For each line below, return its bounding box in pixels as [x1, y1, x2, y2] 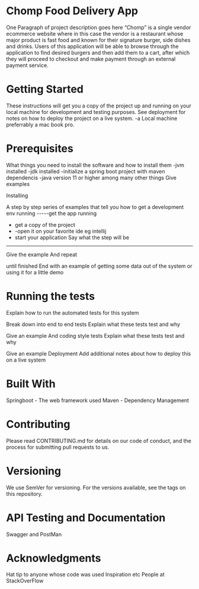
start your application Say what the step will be [14, 233, 129, 241]
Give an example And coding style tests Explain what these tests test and [6, 332, 185, 339]
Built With [6, 377, 56, 390]
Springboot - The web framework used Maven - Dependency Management [6, 397, 190, 404]
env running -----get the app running [6, 210, 97, 217]
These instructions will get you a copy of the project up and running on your [6, 102, 191, 109]
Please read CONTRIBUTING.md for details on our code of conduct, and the [6, 437, 191, 444]
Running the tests [6, 290, 95, 303]
